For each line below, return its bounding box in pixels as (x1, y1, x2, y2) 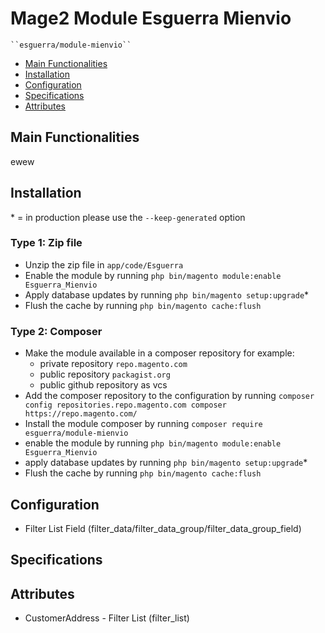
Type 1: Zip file (10, 236, 83, 250)
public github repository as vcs (39, 379, 168, 391)
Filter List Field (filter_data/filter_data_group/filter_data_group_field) (24, 522, 302, 534)
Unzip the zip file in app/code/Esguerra (24, 258, 184, 271)
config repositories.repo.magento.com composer (24, 400, 227, 411)
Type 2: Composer (10, 324, 103, 338)
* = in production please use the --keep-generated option (10, 211, 246, 223)
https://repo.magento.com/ (24, 409, 138, 419)
